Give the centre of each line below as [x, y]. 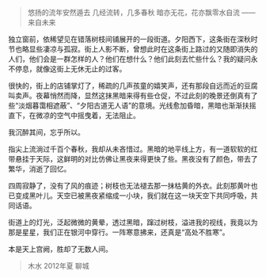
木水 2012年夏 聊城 [58, 266]
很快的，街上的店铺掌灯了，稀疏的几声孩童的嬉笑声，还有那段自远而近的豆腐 [133, 86]
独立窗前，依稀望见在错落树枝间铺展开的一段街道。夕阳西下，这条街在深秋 [129, 39]
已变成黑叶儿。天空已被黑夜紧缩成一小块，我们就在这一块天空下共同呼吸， [129, 196]
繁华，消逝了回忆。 [40, 169]
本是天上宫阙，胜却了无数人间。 [60, 249]
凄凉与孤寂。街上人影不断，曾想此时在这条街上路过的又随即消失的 [150, 49]
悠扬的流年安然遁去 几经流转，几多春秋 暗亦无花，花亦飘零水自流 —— [141, 12]
